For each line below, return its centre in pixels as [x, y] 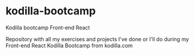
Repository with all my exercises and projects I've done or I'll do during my [97, 39]
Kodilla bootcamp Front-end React [48, 27]
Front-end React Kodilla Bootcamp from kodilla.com [69, 45]
